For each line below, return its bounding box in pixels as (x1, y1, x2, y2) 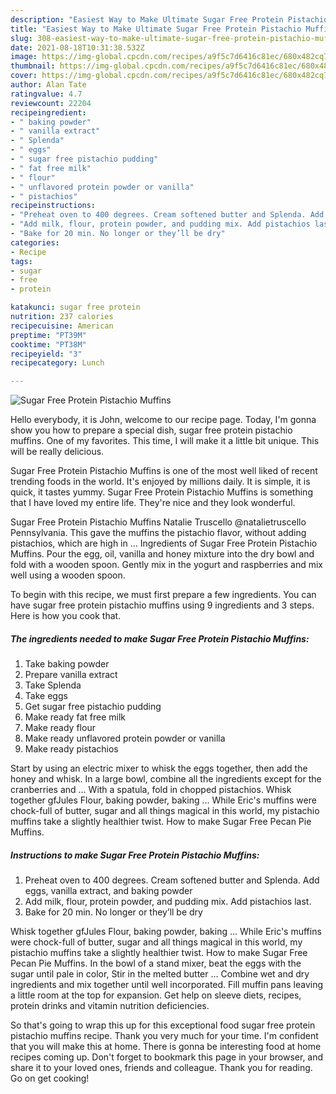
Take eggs (24, 690, 68, 702)
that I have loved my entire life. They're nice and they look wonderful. (10, 497, 296, 509)
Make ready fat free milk (24, 711, 126, 723)
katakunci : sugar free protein (10, 302, 141, 313)
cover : (10, 71, 38, 81)
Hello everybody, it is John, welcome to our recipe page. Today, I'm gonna (10, 414, 317, 426)
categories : (10, 237, 60, 248)
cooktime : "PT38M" (10, 339, 87, 350)
